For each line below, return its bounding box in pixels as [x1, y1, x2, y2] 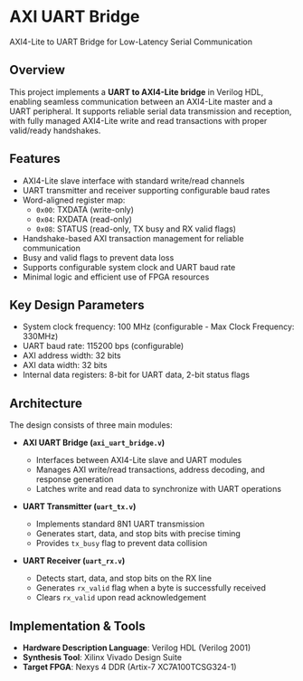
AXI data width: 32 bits [22, 360, 108, 371]
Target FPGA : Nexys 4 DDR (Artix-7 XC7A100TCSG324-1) [22, 662, 237, 672]
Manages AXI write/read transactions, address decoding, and [35, 464, 265, 476]
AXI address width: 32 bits [22, 350, 121, 361]
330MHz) [22, 331, 59, 342]
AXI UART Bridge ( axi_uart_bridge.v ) [22, 437, 166, 449]
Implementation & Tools [9, 618, 147, 634]
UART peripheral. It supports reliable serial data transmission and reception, [9, 106, 292, 117]
